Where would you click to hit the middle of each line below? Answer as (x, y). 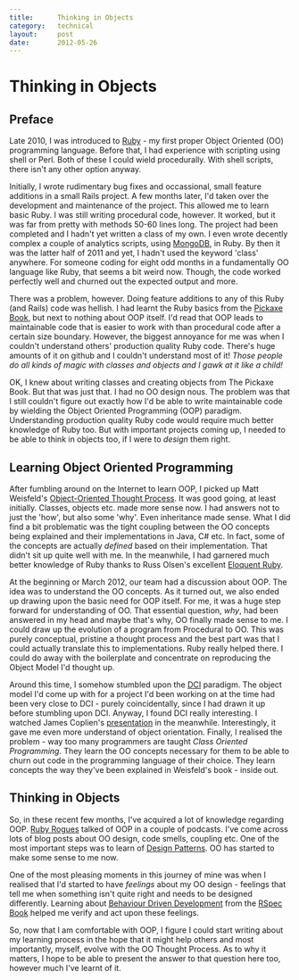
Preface (32, 119)
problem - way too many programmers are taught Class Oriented (129, 742)
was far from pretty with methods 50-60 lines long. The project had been (144, 225)
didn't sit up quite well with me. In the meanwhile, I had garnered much (140, 555)
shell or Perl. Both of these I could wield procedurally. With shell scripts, (141, 160)
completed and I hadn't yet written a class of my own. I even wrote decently (149, 234)
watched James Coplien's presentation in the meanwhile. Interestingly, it (143, 723)
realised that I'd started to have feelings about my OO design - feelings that (148, 884)
